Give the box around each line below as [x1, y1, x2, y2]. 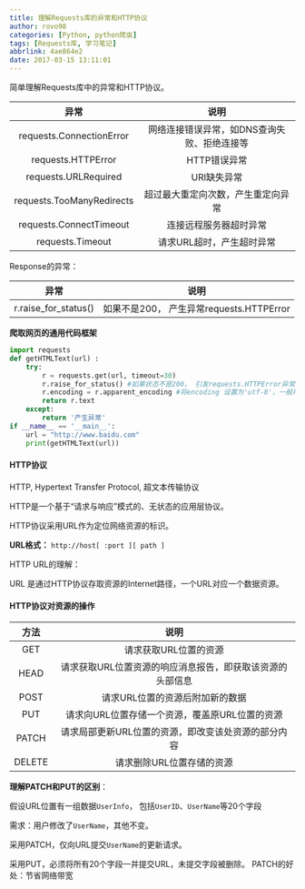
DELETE [14, 755, 48, 768]
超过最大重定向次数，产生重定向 [143, 188, 281, 200]
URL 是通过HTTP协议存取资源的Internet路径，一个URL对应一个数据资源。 [9, 578, 284, 589]
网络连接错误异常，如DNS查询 [148, 124, 277, 136]
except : [25, 405, 54, 414]
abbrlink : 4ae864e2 [9, 47, 84, 56]
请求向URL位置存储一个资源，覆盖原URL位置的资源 [64, 708, 283, 721]
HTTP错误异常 [185, 154, 248, 167]
